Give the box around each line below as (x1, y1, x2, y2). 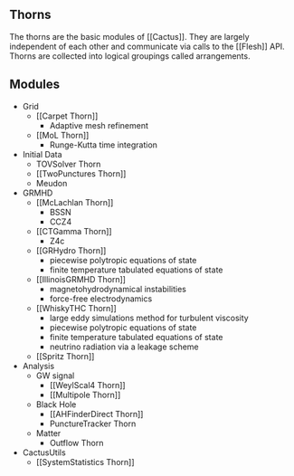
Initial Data (22, 148, 62, 159)
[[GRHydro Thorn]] (35, 244, 107, 256)
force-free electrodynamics (49, 293, 153, 304)
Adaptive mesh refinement (49, 119, 149, 130)
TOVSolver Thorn (35, 158, 101, 169)
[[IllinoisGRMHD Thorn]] (35, 273, 127, 284)
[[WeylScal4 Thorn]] (49, 379, 126, 390)
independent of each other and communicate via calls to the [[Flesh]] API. (9, 41, 285, 52)
